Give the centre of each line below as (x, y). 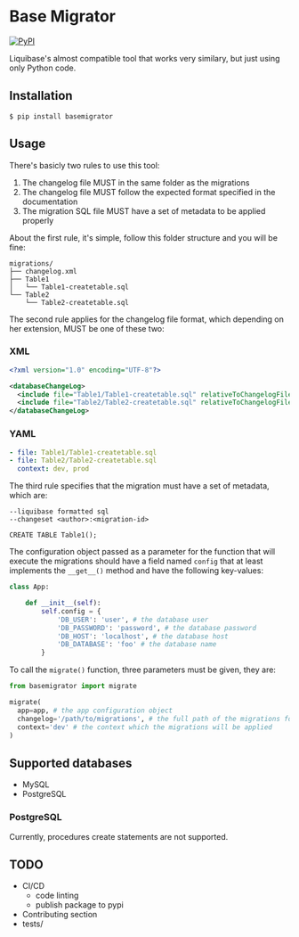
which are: (28, 496)
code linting (57, 896)
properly (38, 220)
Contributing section (60, 915)
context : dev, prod (53, 469)
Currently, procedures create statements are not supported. (119, 836)
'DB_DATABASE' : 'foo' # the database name (137, 645)
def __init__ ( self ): (63, 604)
